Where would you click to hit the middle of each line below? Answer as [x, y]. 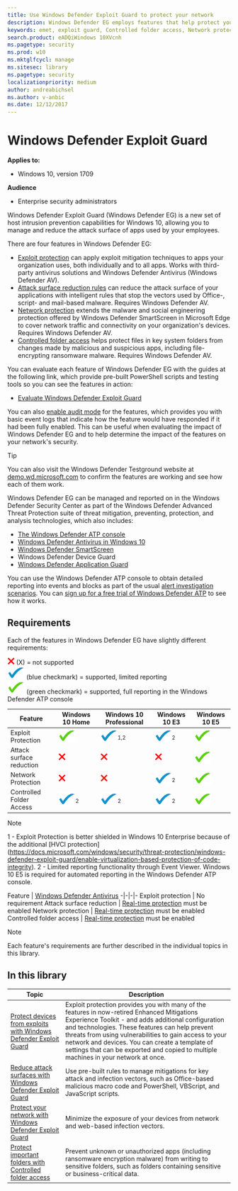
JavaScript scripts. [92, 1094]
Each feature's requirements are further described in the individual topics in [118, 945]
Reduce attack [32, 1067]
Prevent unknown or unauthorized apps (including [138, 1151]
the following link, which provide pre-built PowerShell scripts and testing [113, 377]
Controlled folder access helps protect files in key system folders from [120, 341]
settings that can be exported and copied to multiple [141, 1050]
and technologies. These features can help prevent [139, 1027]
